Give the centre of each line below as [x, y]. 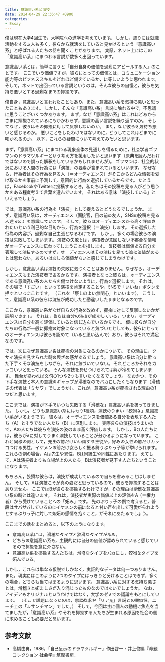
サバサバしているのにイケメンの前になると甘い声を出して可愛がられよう [86, 507]
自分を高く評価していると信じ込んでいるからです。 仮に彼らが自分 [89, 322]
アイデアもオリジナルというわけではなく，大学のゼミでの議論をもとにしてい [82, 594]
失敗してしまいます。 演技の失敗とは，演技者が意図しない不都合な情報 [85, 240]
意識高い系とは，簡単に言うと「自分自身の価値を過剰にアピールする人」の [80, 67]
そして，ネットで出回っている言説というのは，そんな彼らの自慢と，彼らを [80, 85]
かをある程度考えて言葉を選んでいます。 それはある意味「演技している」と [81, 192]
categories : [17, 19]
